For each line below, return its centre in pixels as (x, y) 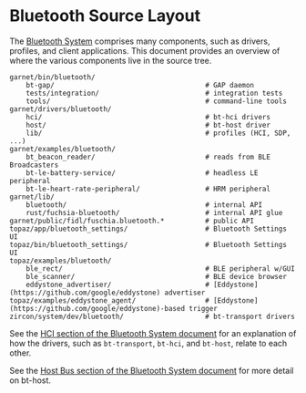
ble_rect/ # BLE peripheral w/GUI (161, 269)
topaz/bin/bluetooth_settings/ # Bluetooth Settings (148, 244)
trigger (203, 308)
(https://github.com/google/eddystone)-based (97, 308)
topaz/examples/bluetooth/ (61, 261)
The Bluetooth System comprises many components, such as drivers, (140, 41)
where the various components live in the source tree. (111, 60)
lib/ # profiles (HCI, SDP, (158, 133)
